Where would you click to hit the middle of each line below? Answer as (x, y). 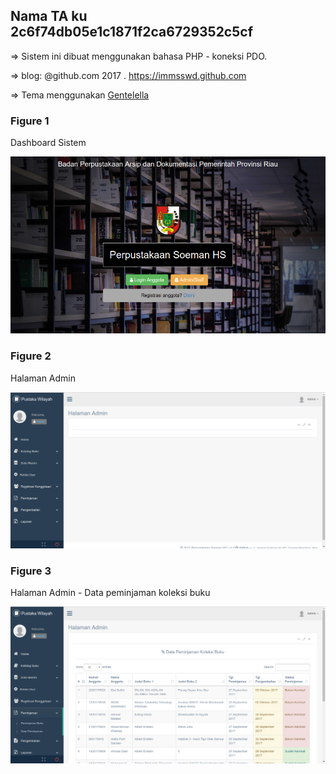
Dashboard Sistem (48, 143)
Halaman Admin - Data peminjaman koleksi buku (110, 593)
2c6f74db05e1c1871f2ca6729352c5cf (131, 32)
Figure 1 (30, 121)
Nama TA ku (49, 16)
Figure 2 (31, 356)
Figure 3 (31, 571)
